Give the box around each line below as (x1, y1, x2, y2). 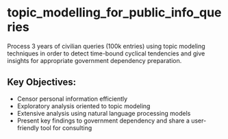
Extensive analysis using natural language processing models (16, 109, 191, 117)
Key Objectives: (7, 77, 77, 88)
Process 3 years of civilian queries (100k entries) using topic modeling (7, 42, 205, 50)
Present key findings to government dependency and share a (16, 116, 190, 125)
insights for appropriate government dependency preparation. (7, 56, 182, 64)
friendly (16, 123, 40, 131)
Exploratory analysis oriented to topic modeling (16, 101, 151, 110)
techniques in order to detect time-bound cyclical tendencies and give (7, 49, 205, 58)
